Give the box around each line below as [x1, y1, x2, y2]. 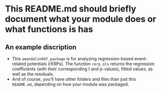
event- [134, 56, 147, 61]
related [12, 61, 27, 66]
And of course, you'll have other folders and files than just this [12, 76, 136, 82]
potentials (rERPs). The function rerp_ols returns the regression [27, 61, 155, 66]
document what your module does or [5, 13, 156, 25]
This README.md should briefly [5, 3, 136, 14]
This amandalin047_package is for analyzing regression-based [12, 56, 134, 61]
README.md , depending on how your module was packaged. [12, 81, 129, 87]
